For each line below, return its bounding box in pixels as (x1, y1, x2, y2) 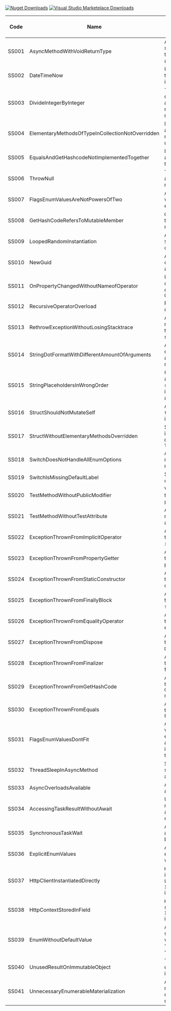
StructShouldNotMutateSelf (29, 409, 96, 416)
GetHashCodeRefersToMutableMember (29, 217, 124, 224)
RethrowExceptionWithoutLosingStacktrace (29, 324, 133, 331)
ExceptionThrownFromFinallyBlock (29, 597, 112, 603)
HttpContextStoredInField (29, 906, 91, 913)
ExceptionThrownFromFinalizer (29, 659, 104, 667)
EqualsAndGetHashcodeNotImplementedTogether (29, 154, 150, 161)
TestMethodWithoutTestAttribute (29, 513, 108, 519)
